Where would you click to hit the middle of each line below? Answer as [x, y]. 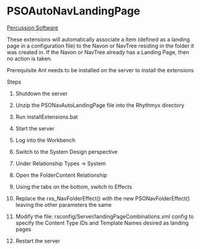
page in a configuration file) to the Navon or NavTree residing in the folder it [101, 46]
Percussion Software [33, 28]
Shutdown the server [41, 93]
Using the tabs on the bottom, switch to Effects [74, 186]
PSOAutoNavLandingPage [74, 11]
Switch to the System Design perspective [66, 152]
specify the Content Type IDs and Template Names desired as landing [102, 223]
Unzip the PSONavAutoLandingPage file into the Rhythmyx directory [100, 105]
